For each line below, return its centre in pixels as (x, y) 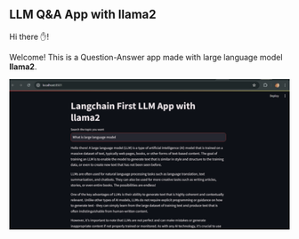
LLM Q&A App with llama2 (83, 15)
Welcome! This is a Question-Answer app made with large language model (146, 57)
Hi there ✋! (29, 36)
